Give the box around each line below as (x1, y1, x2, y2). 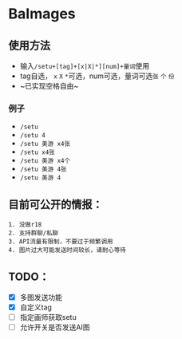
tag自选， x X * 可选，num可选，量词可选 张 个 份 (19, 71, 175, 81)
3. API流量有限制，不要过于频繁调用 (8, 238, 113, 246)
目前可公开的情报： (8, 197, 103, 211)
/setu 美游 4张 (19, 165, 67, 174)
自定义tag (19, 302, 52, 312)
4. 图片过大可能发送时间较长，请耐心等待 (8, 246, 126, 254)
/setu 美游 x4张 (19, 140, 70, 148)
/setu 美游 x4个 (19, 157, 70, 165)
